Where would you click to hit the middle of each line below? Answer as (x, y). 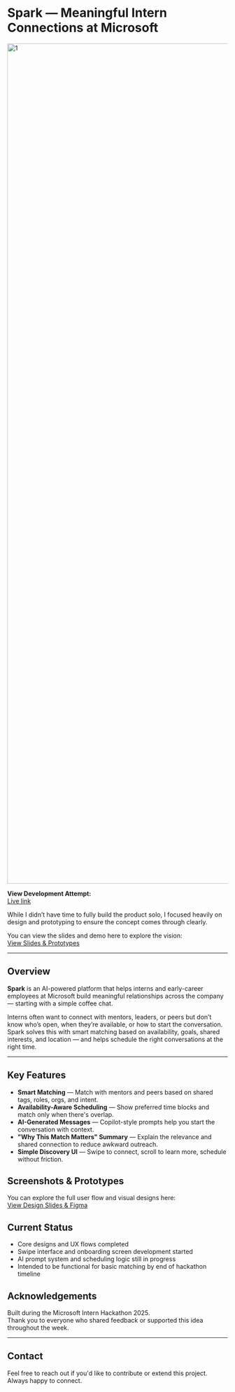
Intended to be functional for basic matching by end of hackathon (112, 1267)
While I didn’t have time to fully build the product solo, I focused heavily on (115, 914)
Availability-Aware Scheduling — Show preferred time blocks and (113, 1107)
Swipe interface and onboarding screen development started (105, 1252)
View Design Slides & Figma (48, 1205)
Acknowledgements (52, 1296)
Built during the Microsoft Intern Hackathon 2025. (79, 1313)
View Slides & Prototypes (44, 942)
